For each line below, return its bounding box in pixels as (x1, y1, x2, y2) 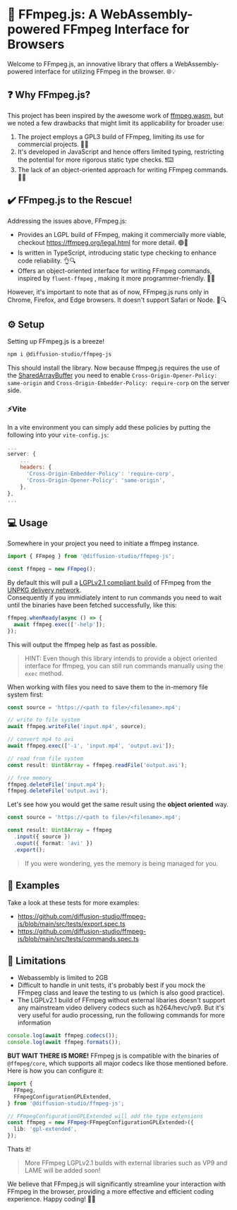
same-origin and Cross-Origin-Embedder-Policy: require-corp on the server (7, 379, 230, 387)
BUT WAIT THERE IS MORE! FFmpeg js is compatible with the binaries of (7, 1051, 219, 1060)
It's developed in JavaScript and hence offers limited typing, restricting (17, 147, 224, 156)
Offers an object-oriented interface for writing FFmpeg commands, (17, 266, 212, 274)
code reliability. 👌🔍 (17, 256, 76, 265)
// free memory (7, 774, 52, 782)
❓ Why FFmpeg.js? (7, 89, 91, 101)
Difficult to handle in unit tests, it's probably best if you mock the (17, 981, 206, 990)
